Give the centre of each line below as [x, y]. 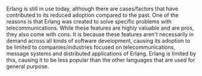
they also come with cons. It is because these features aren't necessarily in [100, 34]
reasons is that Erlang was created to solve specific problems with [89, 21]
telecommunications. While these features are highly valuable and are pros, [100, 28]
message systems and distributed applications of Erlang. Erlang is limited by [101, 53]
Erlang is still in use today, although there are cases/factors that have [92, 9]
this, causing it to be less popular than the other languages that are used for [101, 60]
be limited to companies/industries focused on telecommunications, [91, 47]
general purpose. [28, 66]
